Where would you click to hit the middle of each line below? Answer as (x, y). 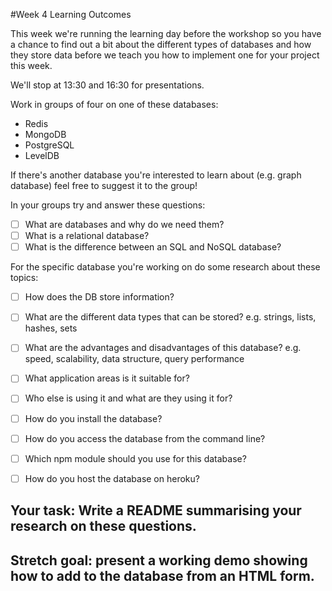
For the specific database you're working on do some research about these (165, 267)
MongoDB (45, 134)
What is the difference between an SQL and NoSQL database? (153, 247)
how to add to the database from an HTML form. (162, 575)
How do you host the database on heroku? (112, 478)
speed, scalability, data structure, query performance (134, 359)
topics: (24, 278)
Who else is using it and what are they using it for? (128, 398)
